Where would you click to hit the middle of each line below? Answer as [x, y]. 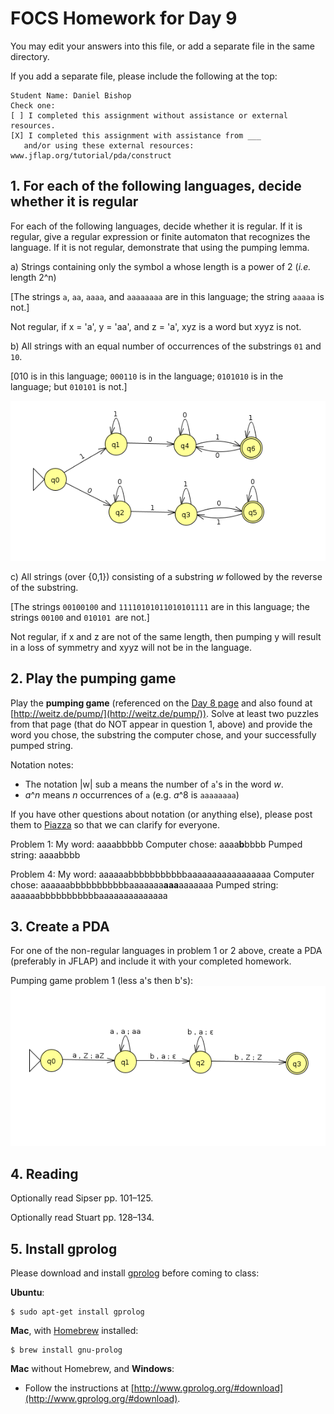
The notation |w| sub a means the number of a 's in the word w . [154, 784]
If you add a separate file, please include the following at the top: [144, 76]
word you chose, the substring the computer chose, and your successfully [163, 734]
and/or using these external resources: [109, 145]
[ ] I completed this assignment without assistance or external [149, 115]
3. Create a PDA [60, 926]
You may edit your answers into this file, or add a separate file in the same [162, 46]
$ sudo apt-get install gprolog [77, 1312]
